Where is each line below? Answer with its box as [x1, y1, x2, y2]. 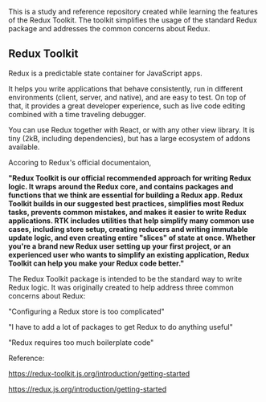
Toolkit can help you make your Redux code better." [8, 258, 185, 268]
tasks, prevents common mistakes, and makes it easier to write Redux [8, 207, 247, 217]
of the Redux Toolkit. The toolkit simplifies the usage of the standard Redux [8, 15, 257, 25]
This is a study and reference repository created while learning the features [8, 7, 259, 16]
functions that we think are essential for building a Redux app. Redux [8, 190, 243, 200]
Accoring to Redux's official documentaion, [8, 157, 152, 167]
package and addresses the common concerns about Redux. [8, 24, 211, 33]
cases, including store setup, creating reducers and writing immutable [8, 224, 248, 233]
